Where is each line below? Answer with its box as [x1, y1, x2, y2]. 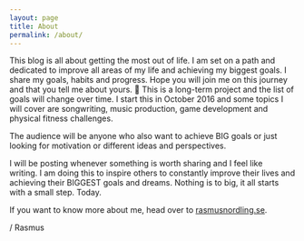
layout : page [9, 13, 59, 23]
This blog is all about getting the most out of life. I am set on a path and [9, 55, 276, 66]
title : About [9, 22, 59, 31]
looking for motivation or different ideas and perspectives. [9, 140, 227, 151]
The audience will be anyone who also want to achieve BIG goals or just [9, 131, 278, 142]
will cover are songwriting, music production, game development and [9, 104, 269, 115]
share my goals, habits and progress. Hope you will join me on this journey [9, 75, 289, 85]
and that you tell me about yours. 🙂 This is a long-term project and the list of [9, 84, 295, 95]
